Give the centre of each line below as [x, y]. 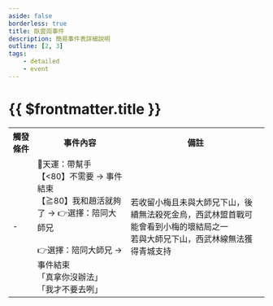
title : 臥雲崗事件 [37, 31]
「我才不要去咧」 [70, 289]
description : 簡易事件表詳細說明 [60, 39]
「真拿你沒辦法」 [70, 277]
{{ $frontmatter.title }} [85, 109]
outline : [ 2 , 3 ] [36, 46]
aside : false [30, 16]
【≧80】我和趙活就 [75, 200]
